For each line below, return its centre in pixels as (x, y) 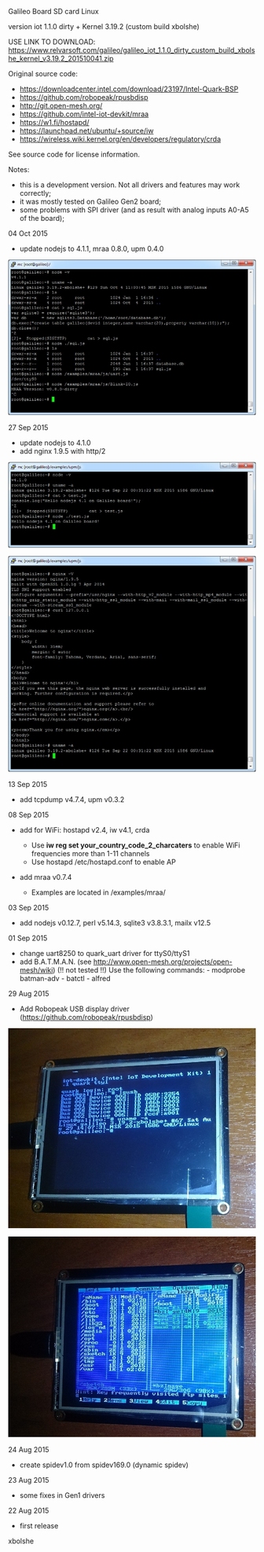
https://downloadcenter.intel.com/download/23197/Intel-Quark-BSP (129, 89)
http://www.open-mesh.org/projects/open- (163, 962)
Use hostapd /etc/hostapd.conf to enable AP (104, 862)
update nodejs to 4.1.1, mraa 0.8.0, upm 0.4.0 (92, 248)
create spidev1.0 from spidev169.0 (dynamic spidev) (104, 1465)
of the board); (42, 218)
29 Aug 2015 (29, 993)
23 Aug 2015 (29, 1480)
